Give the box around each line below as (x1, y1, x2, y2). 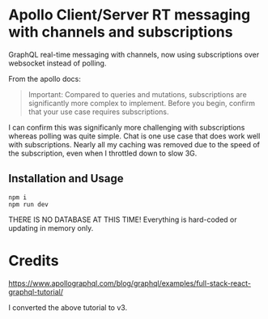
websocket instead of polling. (8, 58, 107, 68)
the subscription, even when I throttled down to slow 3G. (8, 148, 198, 158)
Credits (8, 251, 59, 270)
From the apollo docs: (8, 74, 81, 83)
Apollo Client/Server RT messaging (8, 6, 251, 24)
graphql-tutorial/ (8, 287, 63, 296)
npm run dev (8, 200, 49, 208)
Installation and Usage (8, 172, 124, 185)
